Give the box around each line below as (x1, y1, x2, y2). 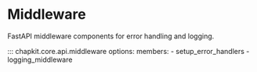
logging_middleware (7, 55, 73, 64)
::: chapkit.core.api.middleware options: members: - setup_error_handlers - (7, 46, 250, 56)
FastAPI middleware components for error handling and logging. (7, 31, 215, 41)
